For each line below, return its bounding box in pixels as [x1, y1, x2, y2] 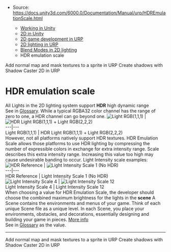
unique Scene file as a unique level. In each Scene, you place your [5, 205, 145, 212]
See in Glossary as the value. [5, 222, 66, 228]
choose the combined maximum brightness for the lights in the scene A [5, 194, 156, 201]
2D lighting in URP [20, 41, 59, 48]
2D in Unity [20, 31, 44, 36]
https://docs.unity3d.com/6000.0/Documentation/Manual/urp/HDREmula [12, 10, 166, 16]
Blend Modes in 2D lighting [20, 47, 77, 53]
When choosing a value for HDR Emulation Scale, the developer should [5, 189, 154, 195]
